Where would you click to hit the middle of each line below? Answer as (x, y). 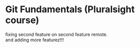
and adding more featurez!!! (35, 40)
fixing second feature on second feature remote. (56, 34)
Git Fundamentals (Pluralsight (70, 9)
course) (22, 20)
